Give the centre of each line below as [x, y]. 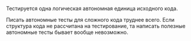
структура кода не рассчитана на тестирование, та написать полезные [96, 26]
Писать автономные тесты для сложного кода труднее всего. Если [91, 20]
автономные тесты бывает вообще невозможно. [67, 32]
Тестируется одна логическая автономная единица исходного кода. [92, 8]
